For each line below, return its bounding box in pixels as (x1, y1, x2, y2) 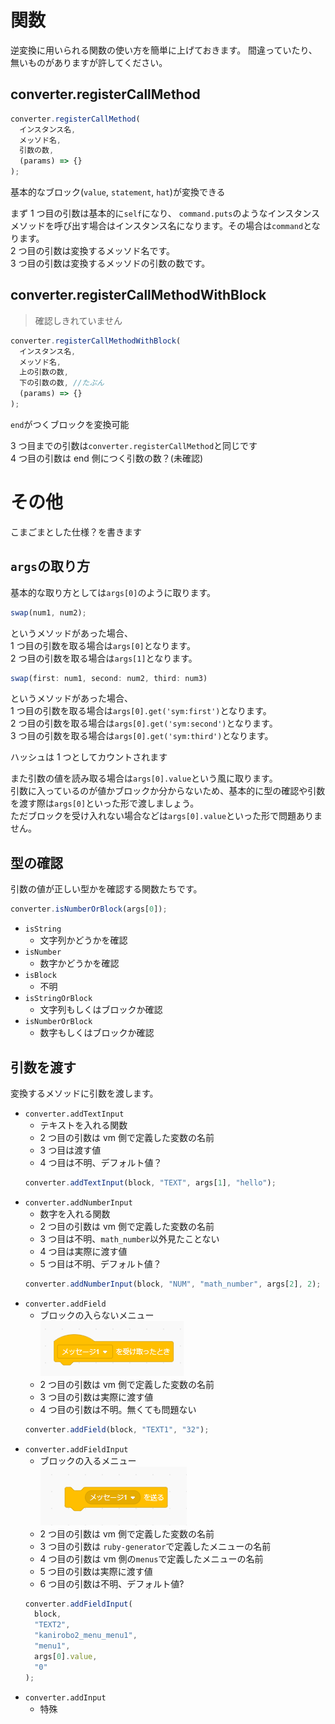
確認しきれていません (34, 314, 123, 326)
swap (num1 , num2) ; (10, 607, 87, 618)
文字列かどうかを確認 (39, 934, 128, 946)
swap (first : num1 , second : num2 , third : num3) (10, 673, 208, 683)
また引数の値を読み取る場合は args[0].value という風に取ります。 (10, 772, 278, 785)
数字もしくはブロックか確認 (39, 1027, 155, 1039)
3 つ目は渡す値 (39, 1144, 102, 1156)
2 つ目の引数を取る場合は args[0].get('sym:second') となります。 (10, 717, 278, 730)
